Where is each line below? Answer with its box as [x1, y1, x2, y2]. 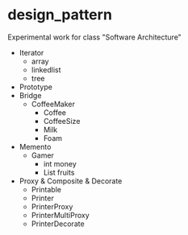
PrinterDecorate [31, 219, 86, 229]
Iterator [19, 47, 44, 57]
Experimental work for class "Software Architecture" [7, 32, 182, 42]
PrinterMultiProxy [31, 210, 90, 220]
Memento [19, 142, 52, 151]
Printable [31, 184, 62, 194]
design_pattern [7, 6, 112, 24]
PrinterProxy [31, 201, 73, 211]
